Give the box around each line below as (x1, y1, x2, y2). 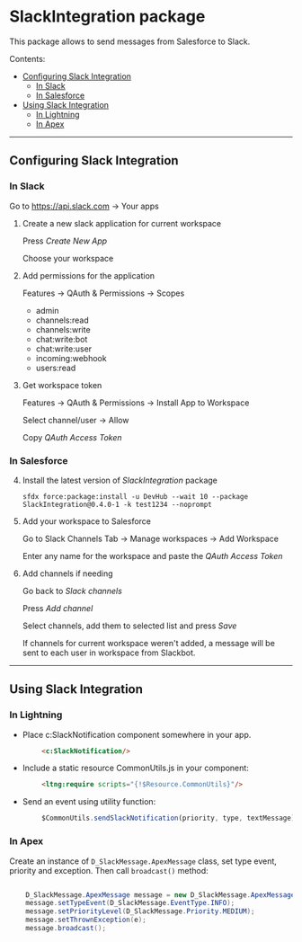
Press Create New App (22, 235, 108, 246)
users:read (35, 362, 76, 373)
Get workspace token (22, 379, 102, 390)
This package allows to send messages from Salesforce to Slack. (9, 36, 251, 47)
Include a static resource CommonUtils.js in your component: (22, 762, 249, 774)
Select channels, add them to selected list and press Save (22, 620, 237, 631)
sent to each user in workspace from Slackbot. (22, 647, 196, 658)
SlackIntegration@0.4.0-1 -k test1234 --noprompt (22, 500, 213, 509)
